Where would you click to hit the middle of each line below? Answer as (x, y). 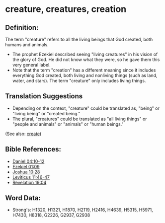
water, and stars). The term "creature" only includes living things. (79, 81)
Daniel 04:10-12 (28, 161)
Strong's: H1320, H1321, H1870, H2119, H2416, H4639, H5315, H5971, (82, 210)
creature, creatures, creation (66, 9)
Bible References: (33, 149)
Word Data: (23, 198)
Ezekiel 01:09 (26, 166)
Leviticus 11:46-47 (31, 177)
